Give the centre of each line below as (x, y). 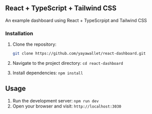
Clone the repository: (34, 44)
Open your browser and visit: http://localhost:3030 (67, 106)
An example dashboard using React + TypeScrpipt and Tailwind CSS (76, 20)
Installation (19, 33)
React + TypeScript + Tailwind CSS (61, 8)
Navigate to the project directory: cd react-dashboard (68, 63)
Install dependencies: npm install (48, 73)
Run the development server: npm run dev (56, 100)
